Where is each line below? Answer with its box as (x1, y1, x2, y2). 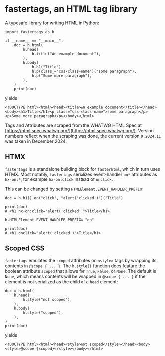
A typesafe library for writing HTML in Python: (5, 20, 99, 26)
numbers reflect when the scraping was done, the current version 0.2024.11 (5, 133, 161, 139)
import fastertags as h (5, 29, 55, 34)
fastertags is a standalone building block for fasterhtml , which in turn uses (5, 166, 160, 172)
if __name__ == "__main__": (5, 38, 64, 43)
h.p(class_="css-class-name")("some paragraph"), (31, 69, 137, 74)
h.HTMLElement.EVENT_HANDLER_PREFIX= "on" (5, 217, 94, 222)
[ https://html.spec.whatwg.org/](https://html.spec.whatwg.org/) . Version (5, 127, 154, 133)
